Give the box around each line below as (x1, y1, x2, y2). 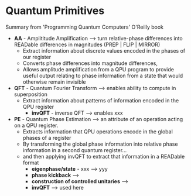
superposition (13, 91, 48, 98)
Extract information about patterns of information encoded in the (22, 97, 179, 104)
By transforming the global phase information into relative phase (22, 140, 178, 147)
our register (22, 53, 51, 60)
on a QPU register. (13, 122, 59, 129)
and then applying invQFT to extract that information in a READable (22, 153, 185, 160)
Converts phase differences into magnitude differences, (22, 60, 158, 67)
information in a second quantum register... (22, 146, 127, 153)
